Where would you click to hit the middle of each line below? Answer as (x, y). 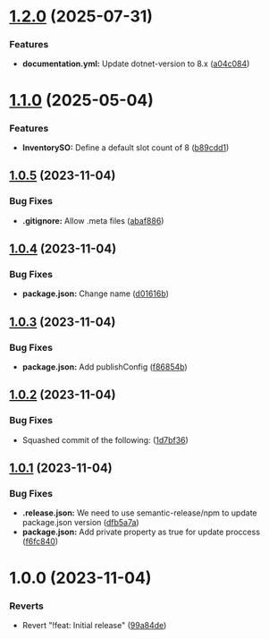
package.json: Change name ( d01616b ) (96, 294)
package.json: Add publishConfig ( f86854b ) (105, 367)
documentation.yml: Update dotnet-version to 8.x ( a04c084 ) (136, 64)
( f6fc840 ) (40, 541)
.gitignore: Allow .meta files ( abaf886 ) (93, 220)
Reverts (27, 606)
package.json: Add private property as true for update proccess (141, 532)
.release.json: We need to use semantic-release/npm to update (139, 513)
